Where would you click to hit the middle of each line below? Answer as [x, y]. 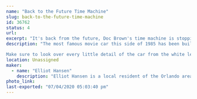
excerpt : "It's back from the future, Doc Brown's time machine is [90, 38]
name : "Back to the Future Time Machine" [57, 11]
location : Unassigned [33, 60]
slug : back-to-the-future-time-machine [55, 17]
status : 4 [18, 28]
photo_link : [21, 82]
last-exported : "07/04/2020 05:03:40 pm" [57, 87]
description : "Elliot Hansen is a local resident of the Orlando [98, 76]
